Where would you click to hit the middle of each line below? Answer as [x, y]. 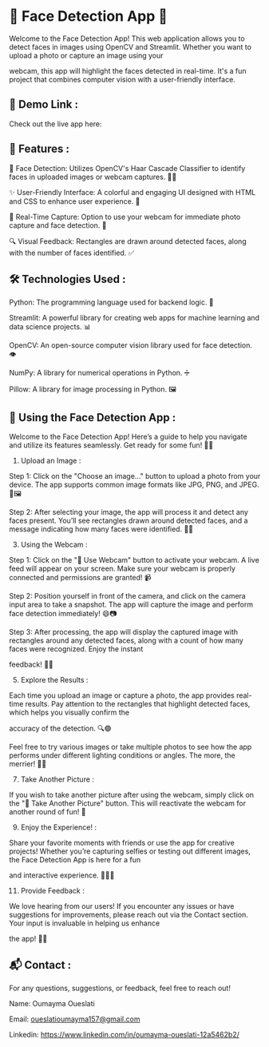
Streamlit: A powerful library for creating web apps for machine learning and [134, 318]
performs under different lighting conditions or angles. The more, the [122, 755]
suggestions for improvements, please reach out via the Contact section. [129, 915]
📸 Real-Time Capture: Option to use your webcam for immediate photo [125, 217]
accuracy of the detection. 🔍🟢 [60, 729]
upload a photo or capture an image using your [86, 55]
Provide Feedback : [52, 891]
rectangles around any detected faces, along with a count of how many [127, 641]
